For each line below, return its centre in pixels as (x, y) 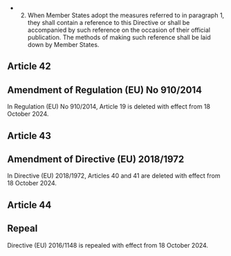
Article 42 (29, 66)
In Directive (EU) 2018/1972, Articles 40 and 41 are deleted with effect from (114, 176)
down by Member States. (63, 45)
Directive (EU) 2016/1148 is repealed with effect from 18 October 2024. (108, 245)
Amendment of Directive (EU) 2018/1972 (96, 159)
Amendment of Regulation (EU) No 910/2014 (105, 90)
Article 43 (29, 136)
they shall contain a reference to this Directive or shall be (109, 22)
